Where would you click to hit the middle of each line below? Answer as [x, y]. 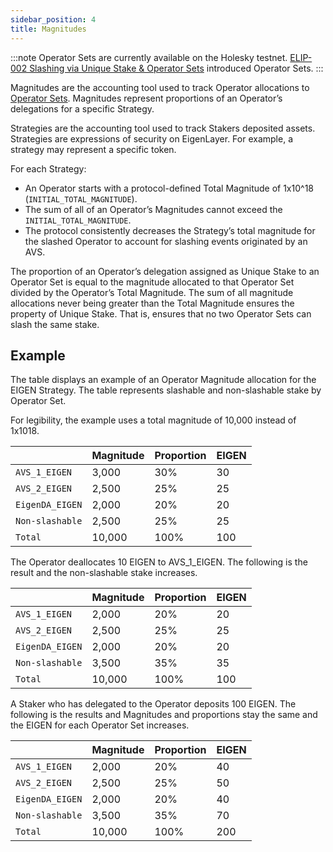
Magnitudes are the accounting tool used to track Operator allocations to [160, 87]
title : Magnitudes [48, 29]
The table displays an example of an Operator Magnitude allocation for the [163, 380]
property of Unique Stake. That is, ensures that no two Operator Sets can [161, 313]
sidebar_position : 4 [53, 19]
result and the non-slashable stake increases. [104, 573]
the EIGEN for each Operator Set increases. [100, 725]
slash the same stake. [55, 324]
